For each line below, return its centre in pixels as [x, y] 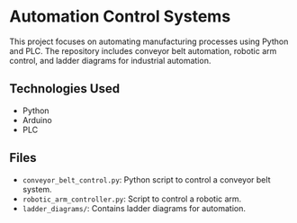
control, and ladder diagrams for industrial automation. [110, 60]
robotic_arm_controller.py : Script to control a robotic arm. [132, 199]
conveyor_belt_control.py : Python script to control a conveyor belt [146, 179]
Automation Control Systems [120, 17]
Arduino [37, 120]
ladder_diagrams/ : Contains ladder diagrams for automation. [134, 208]
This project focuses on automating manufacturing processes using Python [149, 41]
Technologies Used [64, 89]
